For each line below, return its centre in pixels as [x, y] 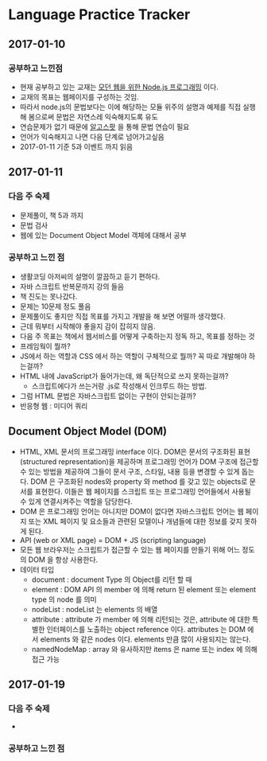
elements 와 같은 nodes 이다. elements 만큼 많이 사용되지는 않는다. [146, 639]
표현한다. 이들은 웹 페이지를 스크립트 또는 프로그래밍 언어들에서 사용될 [143, 491]
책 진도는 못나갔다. [48, 296]
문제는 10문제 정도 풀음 [55, 306]
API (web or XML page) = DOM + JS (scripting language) [113, 540]
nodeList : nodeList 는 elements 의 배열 [95, 609]
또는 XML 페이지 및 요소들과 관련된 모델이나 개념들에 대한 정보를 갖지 [135, 521]
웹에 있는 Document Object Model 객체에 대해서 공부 [103, 235]
